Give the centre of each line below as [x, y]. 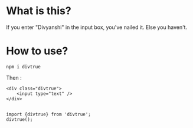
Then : [14, 77]
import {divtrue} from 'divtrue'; [49, 114]
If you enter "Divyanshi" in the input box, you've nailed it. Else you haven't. [97, 27]
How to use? [37, 51]
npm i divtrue [24, 67]
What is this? [39, 11]
